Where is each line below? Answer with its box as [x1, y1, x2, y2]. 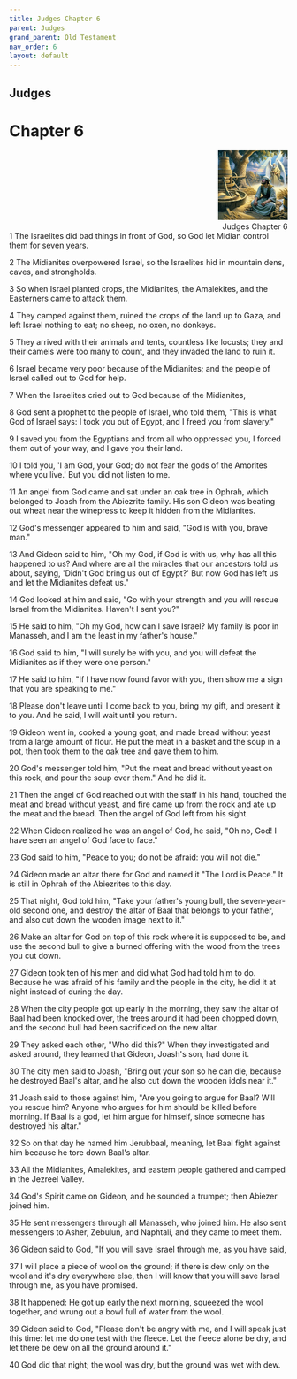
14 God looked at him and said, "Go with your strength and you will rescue [9, 594, 279, 605]
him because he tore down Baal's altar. [9, 1147, 151, 1158]
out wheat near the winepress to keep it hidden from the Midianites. [9, 505, 256, 517]
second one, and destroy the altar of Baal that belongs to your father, [22, 905, 274, 916]
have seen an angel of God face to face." [9, 835, 158, 846]
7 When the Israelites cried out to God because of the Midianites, [9, 390, 246, 401]
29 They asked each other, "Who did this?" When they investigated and [9, 1039, 270, 1050]
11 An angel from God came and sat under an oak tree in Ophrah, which [9, 486, 269, 497]
